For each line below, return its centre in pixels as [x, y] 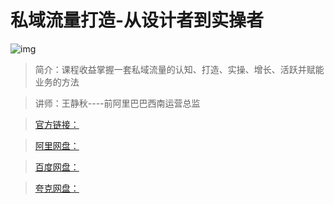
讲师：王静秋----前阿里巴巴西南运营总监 [117, 103]
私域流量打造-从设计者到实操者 [137, 20]
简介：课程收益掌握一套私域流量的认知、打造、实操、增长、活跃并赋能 [179, 69]
